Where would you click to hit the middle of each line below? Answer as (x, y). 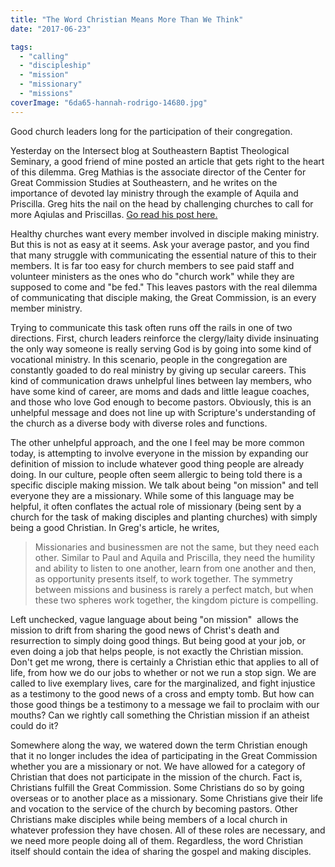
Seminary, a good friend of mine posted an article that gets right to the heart (167, 161)
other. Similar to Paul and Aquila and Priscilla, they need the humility (175, 557)
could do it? (34, 725)
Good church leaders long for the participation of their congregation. (151, 131)
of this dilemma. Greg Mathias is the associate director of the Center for (158, 172)
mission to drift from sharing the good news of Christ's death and (145, 630)
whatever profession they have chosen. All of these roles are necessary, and (168, 830)
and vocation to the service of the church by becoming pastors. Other (154, 808)
